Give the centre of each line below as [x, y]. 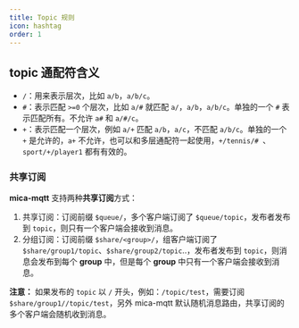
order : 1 [25, 34]
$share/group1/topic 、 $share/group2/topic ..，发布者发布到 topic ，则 [150, 250]
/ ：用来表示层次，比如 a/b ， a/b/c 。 [88, 96]
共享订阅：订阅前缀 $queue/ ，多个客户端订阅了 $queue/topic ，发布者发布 [156, 217]
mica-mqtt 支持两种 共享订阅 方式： [74, 198]
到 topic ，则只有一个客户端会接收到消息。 [100, 228]
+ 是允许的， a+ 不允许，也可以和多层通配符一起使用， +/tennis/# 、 [146, 140]
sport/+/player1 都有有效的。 [77, 152]
